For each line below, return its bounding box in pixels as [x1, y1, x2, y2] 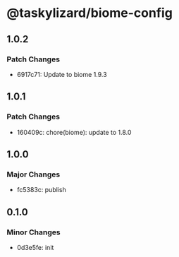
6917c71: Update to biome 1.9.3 [16, 70, 107, 78]
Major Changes [6, 169, 61, 179]
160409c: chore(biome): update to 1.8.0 [16, 128, 132, 136]
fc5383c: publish [16, 186, 66, 194]
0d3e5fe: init [16, 243, 54, 251]
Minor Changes [6, 227, 61, 237]
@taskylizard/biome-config [6, 5, 173, 21]
